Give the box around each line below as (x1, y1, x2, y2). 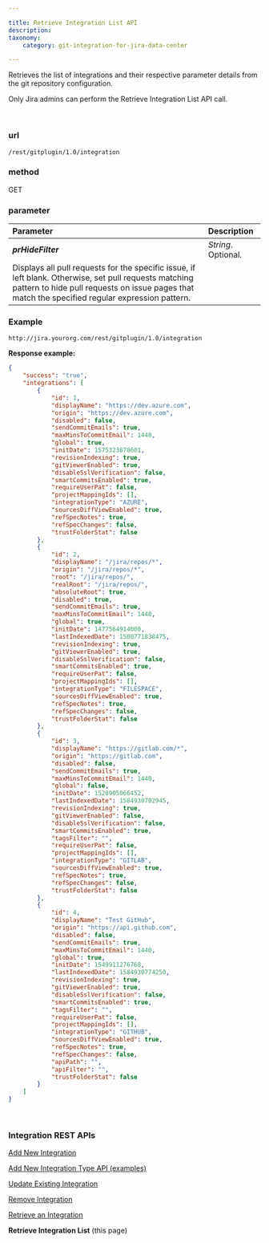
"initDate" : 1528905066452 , (50, 790, 146, 798)
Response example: (8, 348, 76, 358)
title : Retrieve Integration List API (8, 18, 138, 26)
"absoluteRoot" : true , (50, 587, 127, 596)
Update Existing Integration (8, 1179, 98, 1188)
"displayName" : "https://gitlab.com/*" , (50, 745, 188, 753)
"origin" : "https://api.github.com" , (50, 924, 178, 932)
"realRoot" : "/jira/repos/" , (50, 580, 149, 588)
